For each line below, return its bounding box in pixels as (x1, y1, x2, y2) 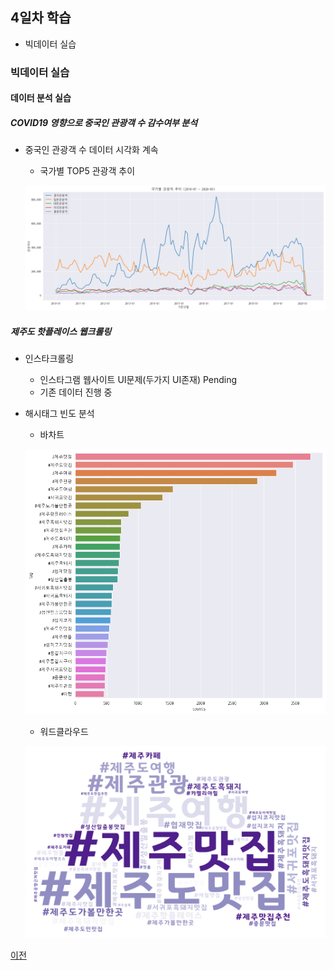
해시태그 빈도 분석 (24, 408, 95, 420)
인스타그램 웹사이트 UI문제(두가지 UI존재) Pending (39, 374, 238, 386)
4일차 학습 (10, 9, 72, 27)
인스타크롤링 (24, 353, 75, 365)
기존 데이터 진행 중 (39, 386, 113, 398)
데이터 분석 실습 (10, 92, 72, 104)
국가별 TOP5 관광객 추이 (39, 165, 136, 177)
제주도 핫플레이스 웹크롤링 (10, 325, 112, 337)
